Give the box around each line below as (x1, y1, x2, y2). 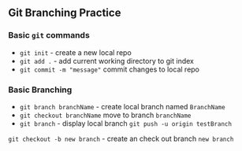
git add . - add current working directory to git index (19, 56, 195, 65)
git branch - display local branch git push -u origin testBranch (19, 118, 233, 128)
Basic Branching (8, 84, 73, 95)
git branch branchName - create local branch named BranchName (19, 101, 226, 111)
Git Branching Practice (8, 6, 121, 20)
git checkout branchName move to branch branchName (19, 110, 192, 120)
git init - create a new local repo (19, 47, 132, 57)
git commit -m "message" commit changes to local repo (19, 64, 199, 74)
